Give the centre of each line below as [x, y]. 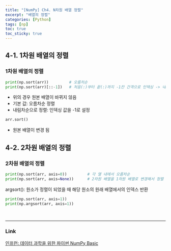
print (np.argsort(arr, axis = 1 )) [39, 204]
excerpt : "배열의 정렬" [28, 15]
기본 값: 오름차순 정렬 [34, 104]
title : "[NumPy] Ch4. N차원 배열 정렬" [44, 10]
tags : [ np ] [17, 24]
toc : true [16, 29]
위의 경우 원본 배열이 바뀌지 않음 [45, 97]
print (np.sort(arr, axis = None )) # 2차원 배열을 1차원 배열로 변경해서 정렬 [84, 179]
